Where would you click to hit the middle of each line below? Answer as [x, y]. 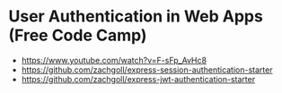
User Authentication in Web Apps [136, 17]
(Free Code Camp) [78, 35]
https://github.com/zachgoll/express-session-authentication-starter [147, 70]
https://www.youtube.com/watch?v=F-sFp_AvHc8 [114, 60]
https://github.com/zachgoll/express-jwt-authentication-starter [138, 79]
